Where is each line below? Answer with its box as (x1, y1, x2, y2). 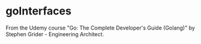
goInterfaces (5, 4, 72, 18)
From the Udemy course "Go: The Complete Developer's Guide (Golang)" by (5, 24, 195, 31)
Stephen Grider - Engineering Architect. (5, 30, 104, 37)
